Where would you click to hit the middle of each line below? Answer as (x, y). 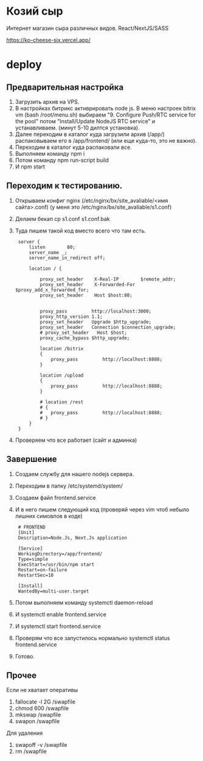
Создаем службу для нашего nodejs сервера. (74, 474)
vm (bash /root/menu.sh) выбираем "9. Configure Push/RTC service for (105, 115)
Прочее (22, 675)
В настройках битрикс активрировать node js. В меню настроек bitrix (105, 108)
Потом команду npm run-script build (62, 160)
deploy (24, 65)
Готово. (25, 656)
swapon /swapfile (37, 721)
